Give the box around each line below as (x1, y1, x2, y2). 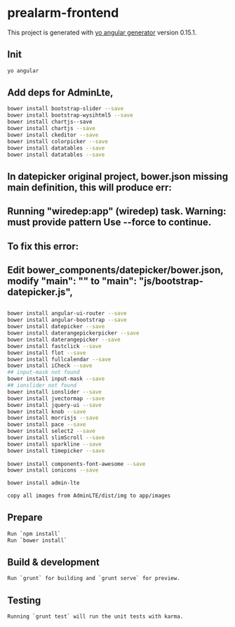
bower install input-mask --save (7, 375, 105, 382)
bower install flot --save (7, 349, 86, 356)
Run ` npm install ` (7, 530, 61, 537)
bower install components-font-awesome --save (7, 460, 146, 467)
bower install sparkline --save (7, 441, 102, 448)
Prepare (7, 512, 43, 524)
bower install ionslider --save (7, 388, 102, 395)
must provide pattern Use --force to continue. (7, 216, 212, 228)
